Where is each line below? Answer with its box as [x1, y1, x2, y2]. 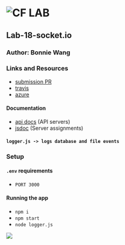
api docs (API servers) [14, 118, 70, 125]
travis [14, 84, 29, 92]
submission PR [14, 78, 52, 85]
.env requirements [6, 167, 53, 174]
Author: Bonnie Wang [6, 48, 70, 57]
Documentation [6, 104, 46, 112]
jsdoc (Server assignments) [14, 124, 84, 132]
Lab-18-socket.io [6, 30, 72, 40]
